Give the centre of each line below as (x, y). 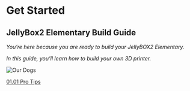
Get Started (35, 10)
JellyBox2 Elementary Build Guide (71, 33)
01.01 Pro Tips (23, 82)
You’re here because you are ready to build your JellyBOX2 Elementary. (95, 47)
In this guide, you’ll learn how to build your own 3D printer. (79, 58)
